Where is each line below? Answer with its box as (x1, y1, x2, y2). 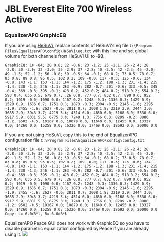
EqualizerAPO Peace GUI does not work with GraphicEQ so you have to (5, 220, 150, 226)
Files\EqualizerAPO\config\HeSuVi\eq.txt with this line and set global (5, 48, 148, 54)
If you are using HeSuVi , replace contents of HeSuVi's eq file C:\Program (5, 43, 152, 49)
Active (5, 14, 33, 25)
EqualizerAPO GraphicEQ (5, 32, 66, 39)
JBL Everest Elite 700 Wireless (5, 3, 132, 15)
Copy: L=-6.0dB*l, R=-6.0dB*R (5, 211, 67, 217)
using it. (5, 231, 21, 238)
